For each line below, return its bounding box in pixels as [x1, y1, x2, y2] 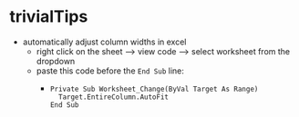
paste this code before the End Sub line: [36, 65, 185, 76]
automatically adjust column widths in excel [22, 36, 187, 47]
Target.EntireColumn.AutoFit [57, 93, 170, 102]
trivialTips [9, 6, 88, 27]
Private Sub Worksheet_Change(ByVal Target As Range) [49, 84, 259, 93]
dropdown [36, 55, 76, 66]
